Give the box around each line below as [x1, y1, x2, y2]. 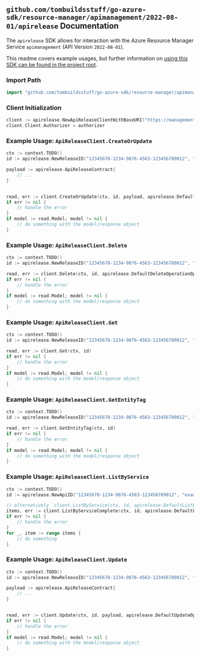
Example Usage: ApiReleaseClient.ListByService [6, 473, 149, 481]
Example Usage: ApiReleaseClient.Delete [6, 241, 127, 249]
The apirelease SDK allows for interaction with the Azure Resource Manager [6, 36, 194, 44]
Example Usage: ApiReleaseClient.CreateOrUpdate [6, 137, 152, 145]
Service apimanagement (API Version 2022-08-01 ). [6, 43, 124, 50]
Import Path [6, 76, 41, 84]
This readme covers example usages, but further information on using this [6, 54, 188, 62]
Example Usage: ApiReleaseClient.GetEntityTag [6, 395, 146, 404]
